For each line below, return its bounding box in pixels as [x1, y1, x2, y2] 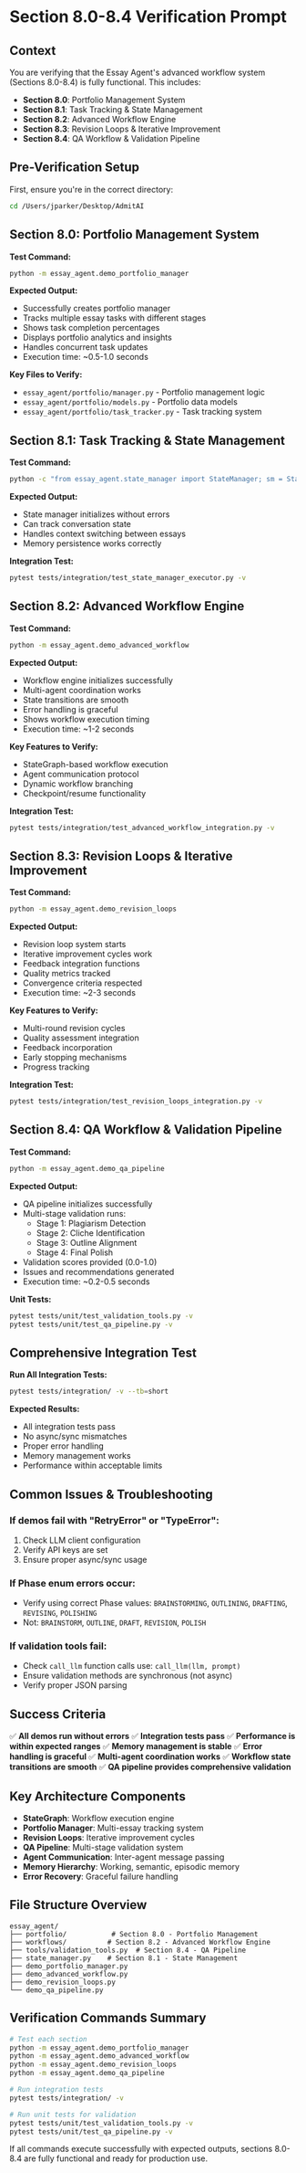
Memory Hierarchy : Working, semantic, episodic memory [22, 1862, 240, 1872]
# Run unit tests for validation [9, 2110, 137, 2119]
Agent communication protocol [22, 768, 139, 779]
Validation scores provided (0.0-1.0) [22, 1256, 158, 1267]
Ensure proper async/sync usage [22, 1554, 148, 1565]
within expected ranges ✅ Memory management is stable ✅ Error [9, 1741, 262, 1752]
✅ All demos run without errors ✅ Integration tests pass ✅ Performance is [9, 1731, 296, 1742]
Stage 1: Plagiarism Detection [36, 1218, 147, 1229]
